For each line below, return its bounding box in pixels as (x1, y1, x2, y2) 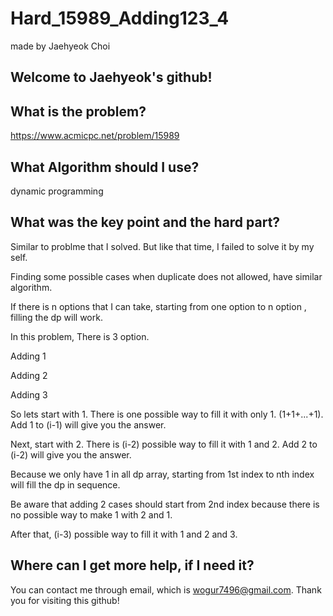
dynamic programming (10, 185, 104, 197)
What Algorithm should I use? (10, 158, 200, 176)
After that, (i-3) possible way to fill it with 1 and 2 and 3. (10, 528, 238, 540)
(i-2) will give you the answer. (10, 448, 132, 461)
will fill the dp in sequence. (10, 478, 121, 491)
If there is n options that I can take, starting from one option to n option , (10, 300, 307, 312)
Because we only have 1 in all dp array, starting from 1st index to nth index (10, 468, 315, 480)
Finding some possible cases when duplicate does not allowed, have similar (10, 270, 323, 282)
